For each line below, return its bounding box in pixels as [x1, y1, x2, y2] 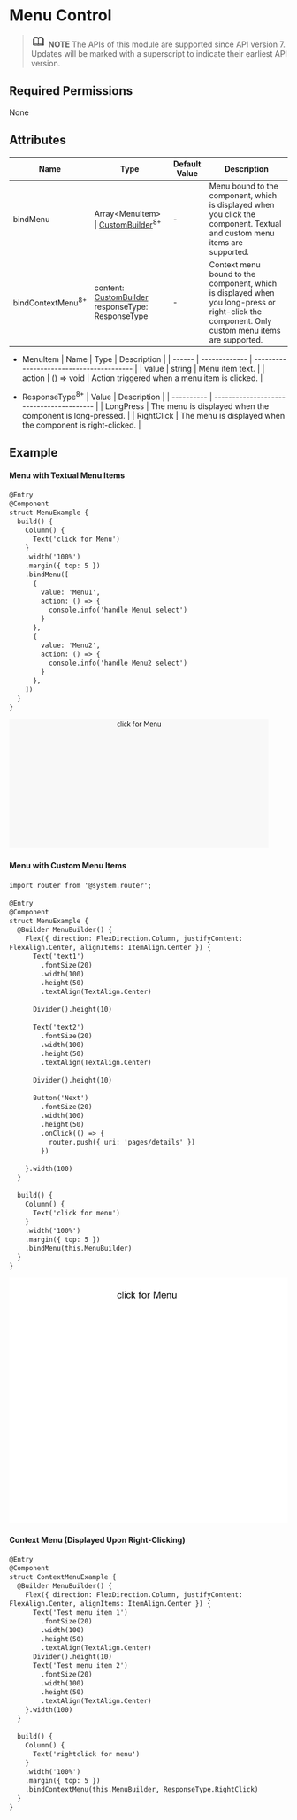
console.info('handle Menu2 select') [48, 659, 188, 668]
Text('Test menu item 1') [32, 1608, 128, 1617]
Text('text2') [32, 1022, 86, 1031]
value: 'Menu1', [41, 588, 101, 598]
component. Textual [209, 219, 282, 229]
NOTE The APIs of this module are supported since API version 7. [48, 39, 286, 50]
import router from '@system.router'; [9, 881, 152, 890]
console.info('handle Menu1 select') [48, 605, 188, 615]
